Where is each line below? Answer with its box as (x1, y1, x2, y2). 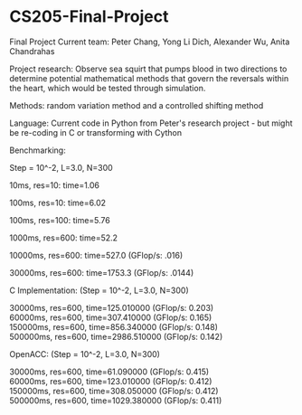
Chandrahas (9, 45, 55, 56)
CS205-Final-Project (9, 6, 169, 27)
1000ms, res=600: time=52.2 (9, 232, 118, 243)
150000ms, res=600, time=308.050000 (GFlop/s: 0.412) (9, 385, 219, 396)
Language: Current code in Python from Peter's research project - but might (9, 118, 293, 128)
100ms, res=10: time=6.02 (9, 197, 107, 208)
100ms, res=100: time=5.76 (9, 214, 110, 225)
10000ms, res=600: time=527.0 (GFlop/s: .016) (9, 250, 184, 260)
